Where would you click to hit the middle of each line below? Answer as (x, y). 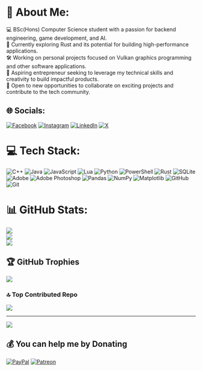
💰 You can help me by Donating (67, 344)
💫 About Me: (38, 12)
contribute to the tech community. (48, 92)
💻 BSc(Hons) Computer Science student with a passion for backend (91, 29)
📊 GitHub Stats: (47, 210)
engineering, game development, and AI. (57, 38)
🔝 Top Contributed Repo (42, 295)
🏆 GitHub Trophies (43, 262)
